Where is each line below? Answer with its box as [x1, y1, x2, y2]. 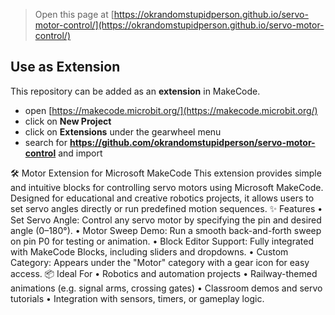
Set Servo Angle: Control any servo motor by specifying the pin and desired [10, 214, 322, 226]
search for [24, 136, 68, 148]
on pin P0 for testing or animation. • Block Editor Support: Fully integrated [10, 235, 315, 247]
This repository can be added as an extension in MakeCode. [10, 85, 261, 97]
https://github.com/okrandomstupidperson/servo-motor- [69, 136, 316, 148]
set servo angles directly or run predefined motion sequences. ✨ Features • [10, 202, 323, 214]
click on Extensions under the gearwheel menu [24, 125, 222, 138]
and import [58, 147, 103, 159]
